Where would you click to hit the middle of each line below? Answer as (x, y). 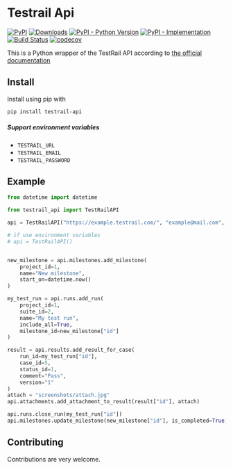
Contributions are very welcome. (54, 459)
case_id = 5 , (35, 363)
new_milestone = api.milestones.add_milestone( (77, 260)
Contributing (35, 443)
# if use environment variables (54, 235)
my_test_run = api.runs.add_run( (55, 299)
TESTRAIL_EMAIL (39, 153)
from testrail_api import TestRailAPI (63, 210)
